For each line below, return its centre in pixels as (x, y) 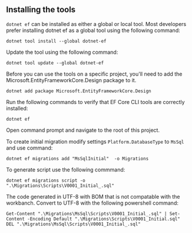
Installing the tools (41, 10)
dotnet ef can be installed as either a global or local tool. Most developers (96, 24)
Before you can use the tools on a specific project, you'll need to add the (94, 74)
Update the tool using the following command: (62, 52)
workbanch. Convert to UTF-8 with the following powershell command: (92, 203)
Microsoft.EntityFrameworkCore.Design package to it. (71, 80)
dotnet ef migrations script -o (46, 180)
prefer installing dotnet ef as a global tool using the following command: (93, 30)
